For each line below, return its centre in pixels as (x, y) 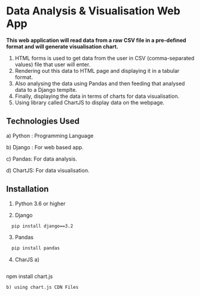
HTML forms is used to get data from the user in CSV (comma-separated (104, 58)
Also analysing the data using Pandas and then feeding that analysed (100, 83)
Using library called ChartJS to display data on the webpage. (90, 102)
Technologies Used (43, 121)
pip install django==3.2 (42, 226)
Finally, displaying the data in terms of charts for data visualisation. (97, 96)
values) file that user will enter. (53, 64)
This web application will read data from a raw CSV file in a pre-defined (96, 40)
